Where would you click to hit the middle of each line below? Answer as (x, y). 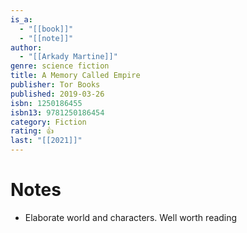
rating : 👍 (32, 131)
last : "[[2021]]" (46, 141)
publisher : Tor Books (55, 85)
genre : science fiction (60, 66)
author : (26, 47)
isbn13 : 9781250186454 (57, 112)
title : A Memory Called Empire (75, 76)
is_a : (21, 19)
